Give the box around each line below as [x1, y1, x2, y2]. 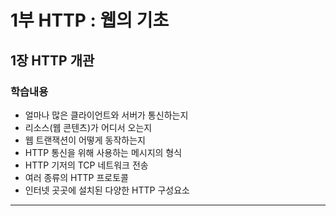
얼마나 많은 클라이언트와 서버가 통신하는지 [24, 109, 189, 121]
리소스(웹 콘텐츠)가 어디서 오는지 [24, 121, 153, 133]
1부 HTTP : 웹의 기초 [10, 9, 170, 32]
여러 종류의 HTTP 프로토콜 [24, 171, 129, 183]
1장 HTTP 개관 [10, 52, 95, 69]
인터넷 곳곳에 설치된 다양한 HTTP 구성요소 [24, 184, 190, 196]
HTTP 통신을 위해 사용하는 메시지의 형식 [24, 146, 183, 158]
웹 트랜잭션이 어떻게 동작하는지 [24, 134, 146, 146]
